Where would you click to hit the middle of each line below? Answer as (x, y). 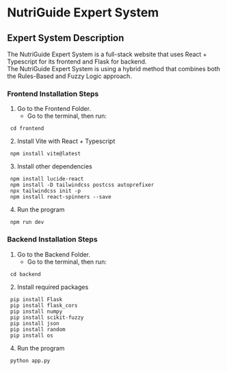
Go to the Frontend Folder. (54, 109)
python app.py (30, 361)
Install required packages (53, 287)
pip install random (38, 329)
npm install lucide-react (47, 179)
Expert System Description (66, 38)
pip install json (35, 323)
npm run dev (27, 222)
